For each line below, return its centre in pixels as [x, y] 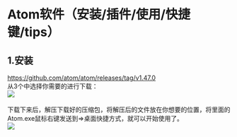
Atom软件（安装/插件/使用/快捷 [99, 14]
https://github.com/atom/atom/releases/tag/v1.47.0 [82, 78]
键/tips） [34, 32]
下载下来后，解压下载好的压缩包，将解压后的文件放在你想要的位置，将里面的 [119, 109]
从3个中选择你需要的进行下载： [53, 86]
